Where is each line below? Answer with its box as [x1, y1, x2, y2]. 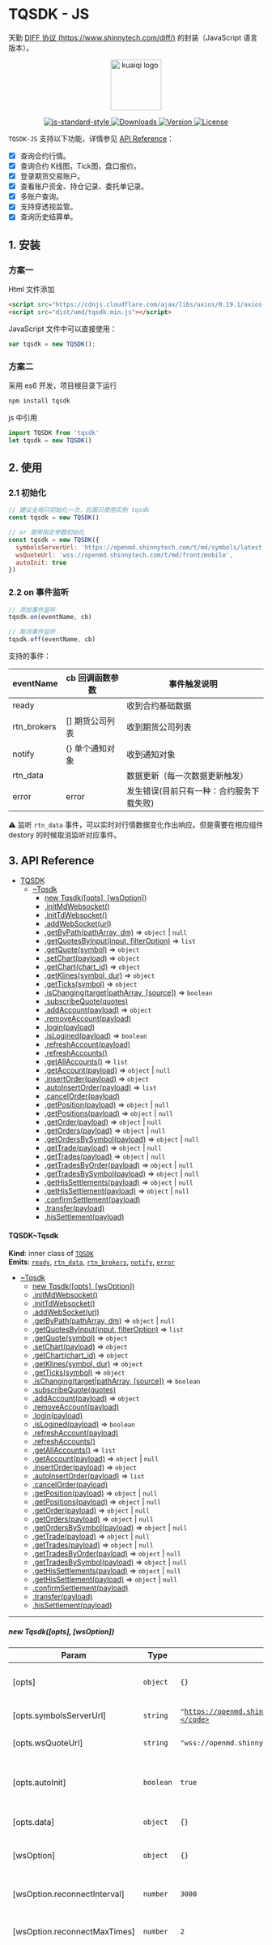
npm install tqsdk [8, 397, 70, 405]
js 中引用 [8, 412, 38, 422]
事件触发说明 [168, 678, 218, 690]
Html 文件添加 [8, 285, 55, 295]
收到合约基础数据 [126, 700, 192, 712]
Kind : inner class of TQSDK [8, 1249, 95, 1259]
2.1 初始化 [8, 487, 47, 498]
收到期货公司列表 [126, 721, 192, 733]
